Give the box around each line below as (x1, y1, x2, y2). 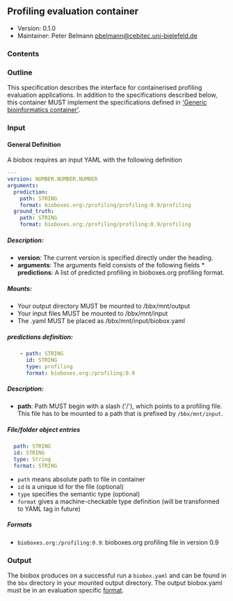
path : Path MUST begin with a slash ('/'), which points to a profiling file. (17, 402, 223, 410)
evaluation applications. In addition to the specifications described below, (7, 91, 218, 100)
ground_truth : (13, 208, 54, 215)
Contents (7, 49, 40, 58)
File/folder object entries (7, 426, 81, 434)
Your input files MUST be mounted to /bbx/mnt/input (17, 309, 168, 318)
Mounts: (7, 284, 33, 292)
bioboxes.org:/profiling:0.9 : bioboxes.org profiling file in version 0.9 (17, 538, 219, 546)
